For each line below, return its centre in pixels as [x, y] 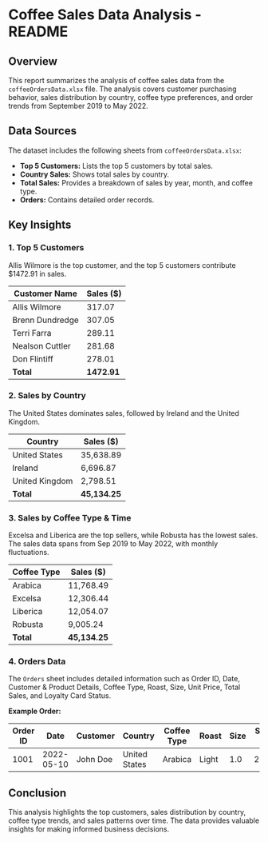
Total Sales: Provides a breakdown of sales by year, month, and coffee [136, 182]
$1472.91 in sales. [37, 273]
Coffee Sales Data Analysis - [105, 15]
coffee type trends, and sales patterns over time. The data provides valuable [134, 820]
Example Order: [35, 711]
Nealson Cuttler [42, 345]
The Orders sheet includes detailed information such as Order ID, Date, [124, 679]
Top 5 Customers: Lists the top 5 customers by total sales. [116, 166]
